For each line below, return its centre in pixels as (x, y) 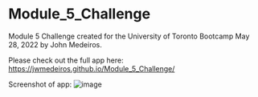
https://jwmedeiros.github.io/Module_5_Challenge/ (92, 68)
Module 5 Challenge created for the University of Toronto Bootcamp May (129, 36)
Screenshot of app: (40, 84)
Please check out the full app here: (66, 60)
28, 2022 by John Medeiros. (55, 44)
